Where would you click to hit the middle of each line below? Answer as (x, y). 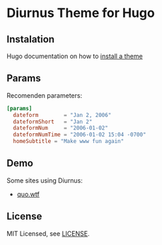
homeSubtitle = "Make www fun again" (69, 142)
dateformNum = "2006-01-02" (61, 128)
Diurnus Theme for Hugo (81, 13)
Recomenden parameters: (45, 95)
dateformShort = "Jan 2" (53, 122)
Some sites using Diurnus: (45, 180)
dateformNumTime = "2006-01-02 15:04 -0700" (80, 135)
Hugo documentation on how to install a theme (75, 56)
